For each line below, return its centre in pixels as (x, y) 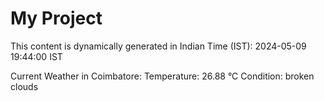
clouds (24, 86)
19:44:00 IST (36, 56)
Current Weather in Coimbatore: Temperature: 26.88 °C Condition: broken (162, 76)
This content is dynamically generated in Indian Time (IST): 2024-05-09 (158, 46)
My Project (56, 18)
